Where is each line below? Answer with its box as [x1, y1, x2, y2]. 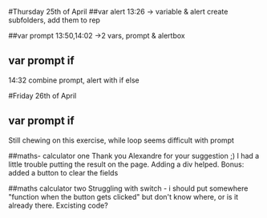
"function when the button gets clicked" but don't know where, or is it [8, 192, 239, 201]
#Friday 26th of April [8, 91, 77, 100]
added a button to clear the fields [8, 168, 119, 177]
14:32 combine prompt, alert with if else [8, 75, 140, 85]
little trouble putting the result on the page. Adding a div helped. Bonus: [8, 159, 245, 169]
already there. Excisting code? [8, 200, 108, 210]
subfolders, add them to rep [8, 15, 100, 25]
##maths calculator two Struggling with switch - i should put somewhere [8, 184, 249, 193]
